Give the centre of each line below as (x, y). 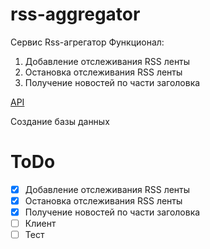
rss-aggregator (75, 14)
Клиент (40, 224)
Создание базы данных (60, 121)
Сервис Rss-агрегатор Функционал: (87, 42)
